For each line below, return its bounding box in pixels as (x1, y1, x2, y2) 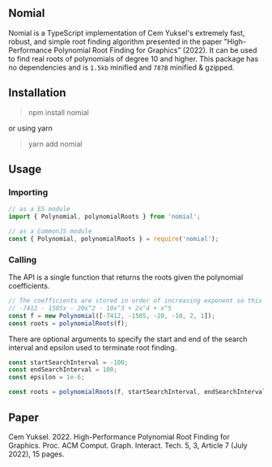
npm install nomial (28, 107, 89, 117)
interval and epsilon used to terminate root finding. (8, 342, 177, 352)
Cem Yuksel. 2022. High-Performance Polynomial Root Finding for (8, 431, 230, 441)
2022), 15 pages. (8, 449, 65, 459)
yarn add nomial (28, 139, 83, 148)
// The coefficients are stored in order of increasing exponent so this (8, 297, 263, 305)
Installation (8, 86, 66, 100)
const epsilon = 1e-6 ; (8, 373, 85, 382)
